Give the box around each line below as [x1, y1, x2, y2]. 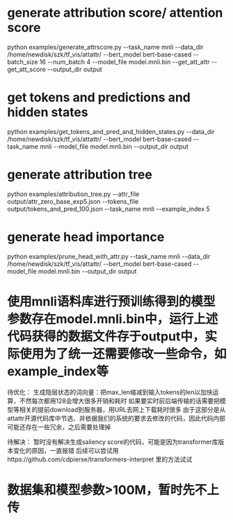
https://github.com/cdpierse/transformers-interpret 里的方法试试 [7, 455, 193, 463]
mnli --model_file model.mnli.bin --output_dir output [39, 142, 189, 151]
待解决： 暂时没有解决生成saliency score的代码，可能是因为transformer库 [7, 438, 218, 446]
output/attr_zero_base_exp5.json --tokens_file [7, 197, 139, 205]
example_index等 [7, 363, 109, 379]
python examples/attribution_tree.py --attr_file [7, 190, 140, 198]
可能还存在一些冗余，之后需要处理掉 [7, 422, 111, 431]
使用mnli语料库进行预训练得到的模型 [7, 293, 216, 309]
